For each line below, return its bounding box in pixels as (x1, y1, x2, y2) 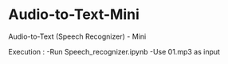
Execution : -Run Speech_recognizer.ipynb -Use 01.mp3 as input (8, 47, 221, 56)
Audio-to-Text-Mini (8, 6, 140, 24)
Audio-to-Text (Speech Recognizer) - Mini (8, 32, 147, 41)
